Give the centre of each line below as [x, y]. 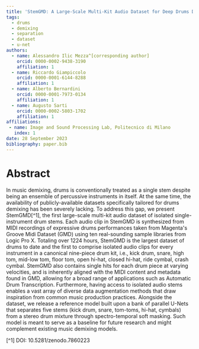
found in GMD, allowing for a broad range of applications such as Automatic [99, 278]
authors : [17, 50]
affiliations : [24, 122]
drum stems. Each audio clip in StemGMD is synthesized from [109, 221]
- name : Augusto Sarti [39, 105]
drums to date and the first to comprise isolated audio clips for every [90, 246]
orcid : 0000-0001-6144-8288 [51, 78]
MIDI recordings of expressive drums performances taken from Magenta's [97, 228]
